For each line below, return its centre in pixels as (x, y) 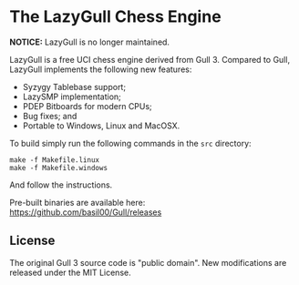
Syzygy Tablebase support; (74, 87)
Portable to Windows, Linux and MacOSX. (101, 126)
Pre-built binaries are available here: (77, 202)
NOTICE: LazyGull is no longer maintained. (90, 42)
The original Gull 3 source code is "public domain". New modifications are (148, 262)
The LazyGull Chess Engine (115, 17)
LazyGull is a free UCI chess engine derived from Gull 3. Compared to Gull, (149, 59)
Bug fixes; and (50, 116)
